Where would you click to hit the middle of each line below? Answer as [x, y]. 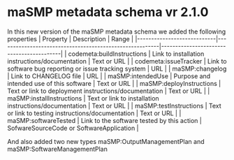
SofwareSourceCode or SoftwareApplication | [73, 128]
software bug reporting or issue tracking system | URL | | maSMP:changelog [117, 68]
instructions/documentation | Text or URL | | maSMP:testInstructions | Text [114, 106]
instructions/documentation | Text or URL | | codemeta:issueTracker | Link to [117, 61]
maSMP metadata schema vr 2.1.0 [108, 12]
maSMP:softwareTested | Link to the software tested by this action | [105, 120]
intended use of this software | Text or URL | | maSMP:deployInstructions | [114, 83]
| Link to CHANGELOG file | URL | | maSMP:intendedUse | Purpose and [109, 76]
